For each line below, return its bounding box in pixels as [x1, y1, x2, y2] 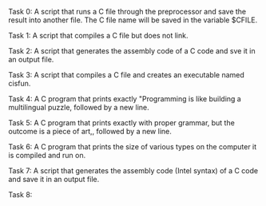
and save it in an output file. [8, 175, 100, 184]
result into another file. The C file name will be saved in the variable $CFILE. [8, 15, 258, 25]
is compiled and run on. [8, 151, 86, 160]
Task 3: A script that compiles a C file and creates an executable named [8, 70, 245, 79]
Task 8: [8, 190, 33, 199]
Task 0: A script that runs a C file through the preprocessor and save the [8, 7, 247, 16]
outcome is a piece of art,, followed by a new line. [8, 127, 172, 136]
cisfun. [8, 79, 31, 88]
